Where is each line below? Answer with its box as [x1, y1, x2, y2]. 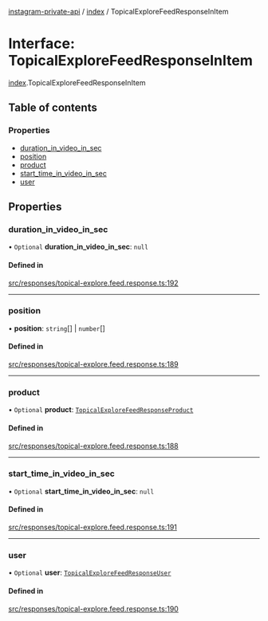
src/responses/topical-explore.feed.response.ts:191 [8, 522, 178, 533]
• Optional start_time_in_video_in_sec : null [8, 486, 154, 496]
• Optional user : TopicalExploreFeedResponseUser [8, 568, 171, 577]
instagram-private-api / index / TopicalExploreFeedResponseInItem [8, 7, 229, 16]
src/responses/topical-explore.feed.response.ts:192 [8, 278, 179, 288]
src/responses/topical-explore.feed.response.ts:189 [8, 360, 179, 369]
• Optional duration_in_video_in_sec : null [8, 242, 149, 252]
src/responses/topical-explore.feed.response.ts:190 [8, 603, 179, 613]
